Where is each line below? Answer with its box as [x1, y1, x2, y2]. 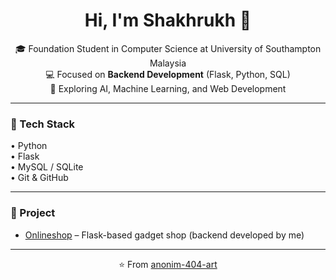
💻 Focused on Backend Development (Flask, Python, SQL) [45, 68, 291, 80]
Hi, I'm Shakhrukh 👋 [84, 9, 252, 32]
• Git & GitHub [10, 172, 69, 184]
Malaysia [149, 57, 187, 69]
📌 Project [10, 206, 56, 220]
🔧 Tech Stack [10, 117, 76, 131]
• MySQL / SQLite [10, 161, 84, 173]
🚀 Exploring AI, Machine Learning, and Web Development [49, 82, 287, 94]
